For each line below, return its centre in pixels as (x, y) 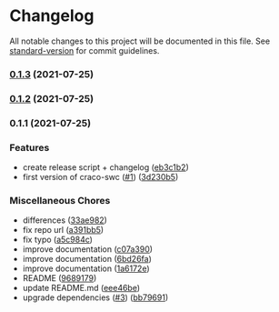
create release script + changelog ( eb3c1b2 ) (105, 167)
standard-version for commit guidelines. (85, 50)
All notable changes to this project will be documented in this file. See (140, 41)
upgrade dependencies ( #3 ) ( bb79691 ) (95, 297)
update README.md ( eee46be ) (81, 288)
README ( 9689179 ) (60, 278)
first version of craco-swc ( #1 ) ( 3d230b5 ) (100, 177)
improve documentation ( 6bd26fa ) (87, 259)
